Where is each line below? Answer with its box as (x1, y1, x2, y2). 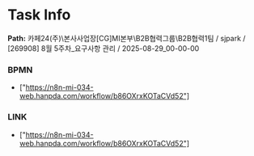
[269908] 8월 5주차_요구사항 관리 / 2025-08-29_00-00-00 (7, 43, 200, 53)
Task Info (7, 6, 71, 24)
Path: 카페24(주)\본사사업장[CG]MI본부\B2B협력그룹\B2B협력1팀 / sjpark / (7, 33, 246, 43)
